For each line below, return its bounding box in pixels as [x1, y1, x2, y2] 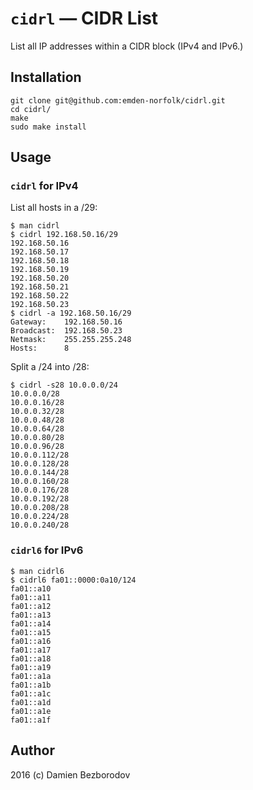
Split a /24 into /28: [10, 361, 90, 373]
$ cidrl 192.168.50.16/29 [10, 230, 118, 240]
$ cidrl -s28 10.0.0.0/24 [10, 380, 118, 391]
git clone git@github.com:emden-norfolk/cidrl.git [10, 95, 226, 106]
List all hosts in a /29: [10, 202, 98, 214]
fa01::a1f [10, 715, 52, 725]
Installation [10, 69, 82, 86]
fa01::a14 [10, 618, 52, 629]
